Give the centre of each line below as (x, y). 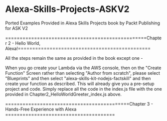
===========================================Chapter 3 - (79, 104)
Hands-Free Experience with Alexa (41, 109)
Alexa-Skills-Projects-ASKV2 (67, 9)
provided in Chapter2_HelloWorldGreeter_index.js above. (64, 94)
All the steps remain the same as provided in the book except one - (74, 58)
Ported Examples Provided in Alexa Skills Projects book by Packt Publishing (83, 23)
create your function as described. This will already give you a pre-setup (80, 84)
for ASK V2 (17, 28)
